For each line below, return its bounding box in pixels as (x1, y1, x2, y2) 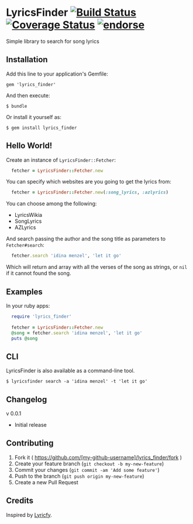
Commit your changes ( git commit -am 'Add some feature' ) (14, 466, 160, 473)
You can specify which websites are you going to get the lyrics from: (6, 178, 171, 185)
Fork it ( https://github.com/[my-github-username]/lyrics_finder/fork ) (14, 454, 182, 461)
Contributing (6, 438, 54, 448)
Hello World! (6, 141, 53, 151)
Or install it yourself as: (6, 113, 61, 120)
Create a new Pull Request (14, 478, 79, 486)
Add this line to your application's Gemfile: (6, 70, 108, 77)
